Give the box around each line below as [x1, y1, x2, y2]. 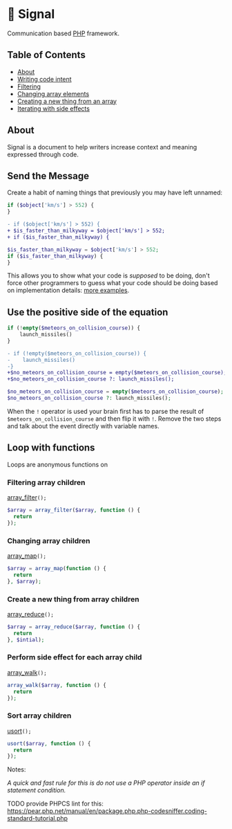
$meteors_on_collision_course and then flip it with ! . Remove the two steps [7, 414, 222, 423]
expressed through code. [7, 150, 79, 158]
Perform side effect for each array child [7, 653, 142, 662]
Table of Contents [7, 49, 86, 61]
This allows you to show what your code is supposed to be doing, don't [7, 271, 211, 280]
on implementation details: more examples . [7, 286, 130, 295]
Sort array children [7, 711, 72, 720]
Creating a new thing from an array [17, 97, 117, 105]
